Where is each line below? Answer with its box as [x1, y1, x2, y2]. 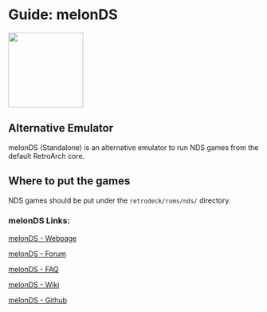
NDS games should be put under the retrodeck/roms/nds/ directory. [8, 195, 231, 205]
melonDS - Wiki [8, 279, 60, 289]
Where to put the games [8, 174, 131, 188]
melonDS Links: [8, 215, 70, 227]
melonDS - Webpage [8, 233, 77, 243]
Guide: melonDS [8, 6, 118, 24]
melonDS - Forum [8, 249, 66, 259]
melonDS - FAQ [8, 264, 59, 274]
